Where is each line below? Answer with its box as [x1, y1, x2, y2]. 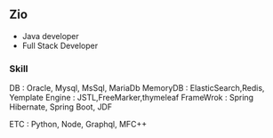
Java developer [21, 30, 80, 41]
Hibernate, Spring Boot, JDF [9, 101, 113, 112]
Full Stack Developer [21, 40, 99, 51]
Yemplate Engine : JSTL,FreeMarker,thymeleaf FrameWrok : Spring [9, 93, 254, 103]
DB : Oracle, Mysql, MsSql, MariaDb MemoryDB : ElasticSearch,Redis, [9, 83, 265, 93]
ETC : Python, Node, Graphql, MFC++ [9, 119, 148, 130]
